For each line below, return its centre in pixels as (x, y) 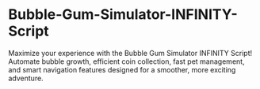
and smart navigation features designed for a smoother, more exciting (122, 69)
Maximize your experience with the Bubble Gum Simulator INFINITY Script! (130, 53)
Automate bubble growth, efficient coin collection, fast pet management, (126, 61)
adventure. (26, 78)
